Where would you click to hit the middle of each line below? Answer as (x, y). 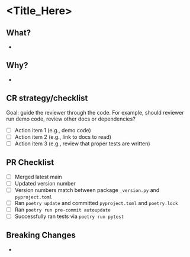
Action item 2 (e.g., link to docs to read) (63, 136)
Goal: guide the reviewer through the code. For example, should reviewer (95, 112)
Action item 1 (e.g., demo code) (53, 130)
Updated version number (45, 183)
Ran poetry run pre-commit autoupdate (62, 209)
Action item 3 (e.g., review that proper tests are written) (82, 144)
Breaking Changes (41, 235)
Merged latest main (38, 177)
